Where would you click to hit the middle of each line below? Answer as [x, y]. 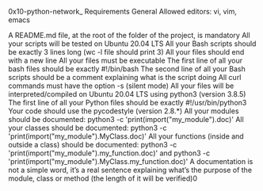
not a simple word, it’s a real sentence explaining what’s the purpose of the [130, 170]
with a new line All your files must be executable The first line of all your [126, 60]
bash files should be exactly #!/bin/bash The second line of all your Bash [127, 69]
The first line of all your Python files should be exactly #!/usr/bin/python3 [128, 103]
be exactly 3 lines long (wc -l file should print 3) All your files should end [126, 52]
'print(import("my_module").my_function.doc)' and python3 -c [109, 153]
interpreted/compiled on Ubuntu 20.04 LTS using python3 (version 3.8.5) [127, 94]
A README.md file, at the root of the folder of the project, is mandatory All [130, 35]
